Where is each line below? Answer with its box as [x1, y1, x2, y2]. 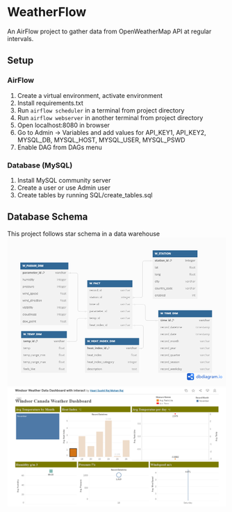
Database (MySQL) [7, 160, 73, 170]
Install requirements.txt [17, 99, 83, 107]
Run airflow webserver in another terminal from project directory [17, 113, 204, 122]
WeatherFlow [7, 4, 87, 20]
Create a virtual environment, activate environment [17, 91, 163, 99]
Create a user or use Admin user [17, 183, 111, 192]
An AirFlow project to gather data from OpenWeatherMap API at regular [7, 27, 212, 35]
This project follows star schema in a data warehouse [7, 229, 160, 238]
